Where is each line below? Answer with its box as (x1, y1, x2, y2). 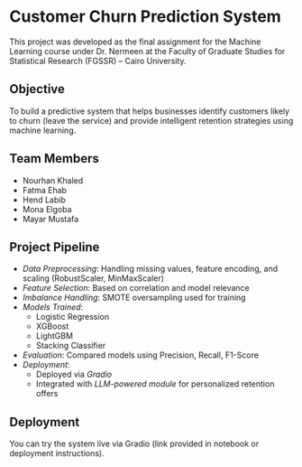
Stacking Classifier (35, 341, 106, 351)
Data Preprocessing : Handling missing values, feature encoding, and (22, 264, 279, 275)
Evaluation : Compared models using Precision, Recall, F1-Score (22, 350, 260, 360)
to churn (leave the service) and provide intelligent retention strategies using (9, 115, 294, 126)
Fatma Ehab (22, 184, 68, 195)
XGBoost (35, 321, 69, 332)
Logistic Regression (35, 312, 110, 322)
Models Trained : (22, 302, 84, 313)
